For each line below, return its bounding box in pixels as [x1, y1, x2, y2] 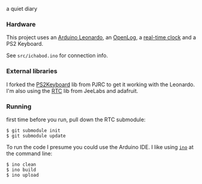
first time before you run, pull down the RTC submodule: [6, 116, 146, 123]
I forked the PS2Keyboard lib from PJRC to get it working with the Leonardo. [6, 81, 195, 88]
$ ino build [6, 167, 36, 173]
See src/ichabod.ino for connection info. [6, 52, 109, 59]
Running [6, 102, 32, 110]
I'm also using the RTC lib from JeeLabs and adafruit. [6, 87, 139, 94]
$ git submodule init [6, 127, 61, 133]
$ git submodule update [6, 133, 66, 139]
